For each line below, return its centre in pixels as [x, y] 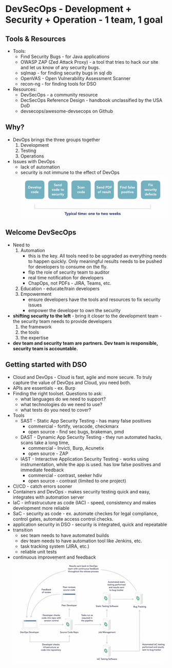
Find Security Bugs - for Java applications [65, 56]
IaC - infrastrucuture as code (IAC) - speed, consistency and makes [84, 502]
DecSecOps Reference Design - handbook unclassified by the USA [91, 100]
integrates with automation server [49, 497]
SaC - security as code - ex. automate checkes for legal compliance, [85, 513]
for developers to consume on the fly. [68, 266]
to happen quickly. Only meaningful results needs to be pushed [95, 261]
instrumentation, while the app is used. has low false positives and [90, 464]
